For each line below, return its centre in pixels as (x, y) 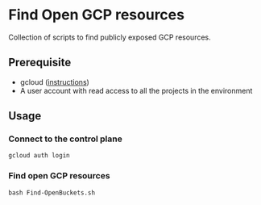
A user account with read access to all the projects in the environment (136, 90)
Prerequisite (40, 63)
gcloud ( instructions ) (55, 82)
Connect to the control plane (65, 139)
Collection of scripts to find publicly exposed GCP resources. (110, 37)
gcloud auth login (39, 156)
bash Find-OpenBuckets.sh (52, 192)
